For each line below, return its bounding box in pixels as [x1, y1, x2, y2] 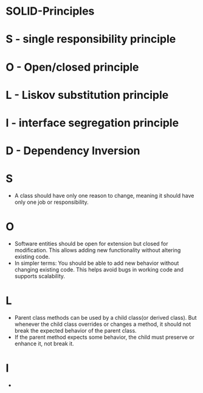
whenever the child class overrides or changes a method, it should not [14, 320, 191, 328]
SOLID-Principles [5, 4, 95, 18]
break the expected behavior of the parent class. [14, 326, 137, 334]
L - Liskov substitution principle [5, 88, 169, 102]
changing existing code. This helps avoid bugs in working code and [14, 266, 184, 273]
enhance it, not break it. [14, 340, 74, 347]
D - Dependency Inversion [5, 144, 140, 158]
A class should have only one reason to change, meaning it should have [14, 192, 194, 200]
